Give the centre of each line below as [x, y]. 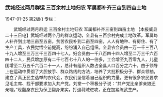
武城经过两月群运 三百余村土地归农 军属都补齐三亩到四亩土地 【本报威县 [85, 29]
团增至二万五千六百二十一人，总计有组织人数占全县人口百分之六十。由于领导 [81, 66]
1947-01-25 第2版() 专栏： [31, 19]
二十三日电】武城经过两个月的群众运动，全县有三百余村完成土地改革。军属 [79, 35]
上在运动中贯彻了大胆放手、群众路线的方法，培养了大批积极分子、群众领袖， [81, 71]
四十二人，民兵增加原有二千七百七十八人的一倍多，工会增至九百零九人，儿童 [81, 59]
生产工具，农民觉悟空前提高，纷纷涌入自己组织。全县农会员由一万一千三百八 [81, 47]
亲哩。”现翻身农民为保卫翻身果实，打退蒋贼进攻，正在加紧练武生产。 [73, 90]
